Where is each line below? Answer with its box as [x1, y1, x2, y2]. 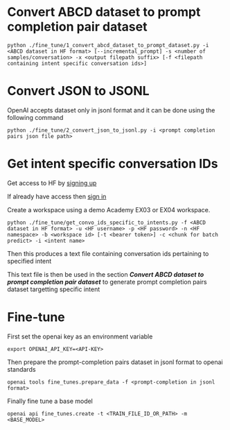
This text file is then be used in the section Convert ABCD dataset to [7, 270, 204, 278]
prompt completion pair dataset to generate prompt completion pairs [7, 277, 207, 286]
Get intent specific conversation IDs [7, 156, 218, 172]
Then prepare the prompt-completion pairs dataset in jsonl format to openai [7, 358, 223, 366]
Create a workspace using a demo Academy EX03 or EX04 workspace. [7, 205, 211, 214]
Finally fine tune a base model [7, 397, 94, 405]
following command [7, 113, 64, 121]
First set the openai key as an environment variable [7, 332, 153, 341]
